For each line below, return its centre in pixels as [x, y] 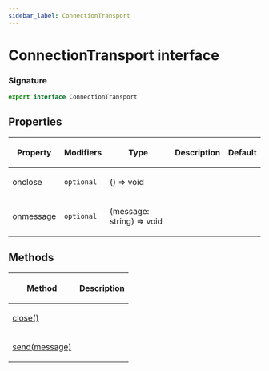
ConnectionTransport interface [114, 55]
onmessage [34, 216]
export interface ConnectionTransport [73, 97]
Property [34, 152]
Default [242, 152]
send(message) [42, 347]
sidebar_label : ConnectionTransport [69, 16]
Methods [31, 258]
